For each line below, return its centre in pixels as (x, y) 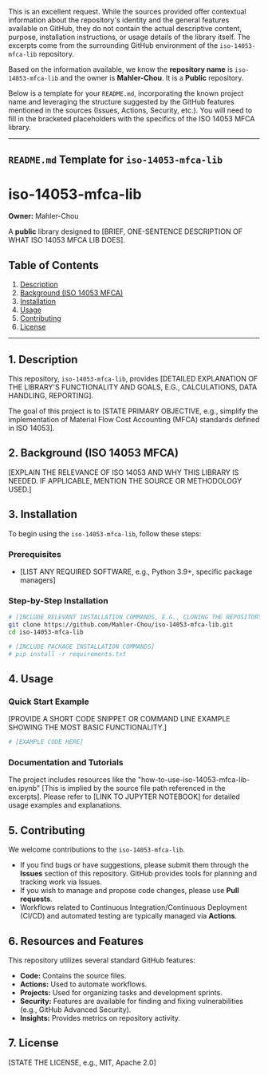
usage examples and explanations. (65, 805)
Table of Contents (54, 265)
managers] (37, 580)
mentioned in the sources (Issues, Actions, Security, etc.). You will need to (130, 110)
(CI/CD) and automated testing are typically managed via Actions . (128, 916)
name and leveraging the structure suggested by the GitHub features (122, 102)
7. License (33, 1043)
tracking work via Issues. (61, 882)
